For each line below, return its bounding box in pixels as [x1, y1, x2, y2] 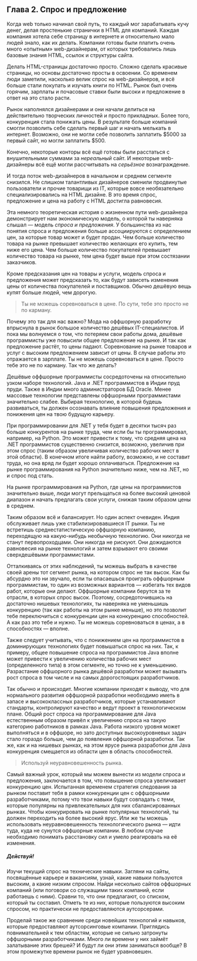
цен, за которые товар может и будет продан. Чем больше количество [6, 234, 185, 241]
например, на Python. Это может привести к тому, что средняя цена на [6, 434, 186, 441]
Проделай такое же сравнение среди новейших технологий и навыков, [6, 916, 186, 923]
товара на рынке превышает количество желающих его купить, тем [6, 240, 178, 247]
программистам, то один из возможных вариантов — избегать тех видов [6, 581, 191, 588]
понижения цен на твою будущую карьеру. [6, 410, 115, 417]
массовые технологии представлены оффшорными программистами [6, 391, 181, 399]
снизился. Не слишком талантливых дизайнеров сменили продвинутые [6, 178, 187, 185]
